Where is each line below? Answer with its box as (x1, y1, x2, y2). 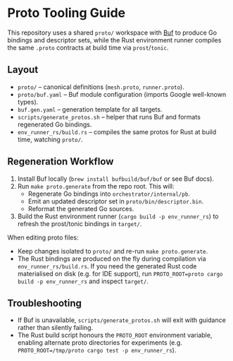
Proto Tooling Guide (7, 5, 125, 21)
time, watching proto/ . (17, 135, 83, 143)
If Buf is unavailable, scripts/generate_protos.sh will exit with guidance (17, 316, 227, 324)
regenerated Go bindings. (17, 120, 92, 129)
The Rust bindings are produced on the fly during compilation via (17, 254, 206, 263)
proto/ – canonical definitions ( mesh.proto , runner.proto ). (17, 83, 184, 91)
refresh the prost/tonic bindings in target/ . (17, 219, 142, 227)
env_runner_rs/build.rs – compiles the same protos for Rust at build (17, 127, 217, 136)
